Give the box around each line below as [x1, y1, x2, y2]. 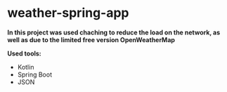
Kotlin [17, 63, 34, 71]
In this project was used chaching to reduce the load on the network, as [7, 28, 221, 37]
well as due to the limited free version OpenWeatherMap [7, 35, 176, 44]
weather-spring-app [7, 5, 129, 21]
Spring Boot [17, 70, 53, 79]
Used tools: [7, 49, 42, 58]
